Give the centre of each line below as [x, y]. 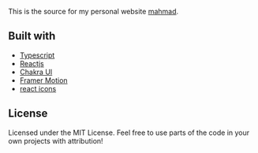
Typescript [37, 55]
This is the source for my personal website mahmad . [93, 11]
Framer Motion [44, 80]
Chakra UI [36, 72]
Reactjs [32, 63]
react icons [38, 88]
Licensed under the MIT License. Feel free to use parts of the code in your [129, 132]
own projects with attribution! [56, 140]
